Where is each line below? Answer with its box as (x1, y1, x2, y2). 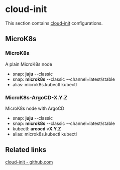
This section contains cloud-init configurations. (5, 20, 103, 26)
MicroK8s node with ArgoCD (5, 105, 64, 111)
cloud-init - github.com (5, 159, 53, 165)
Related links (5, 145, 47, 154)
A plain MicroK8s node (5, 61, 53, 67)
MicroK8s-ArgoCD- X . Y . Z (5, 94, 68, 101)
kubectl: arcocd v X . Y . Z (12, 125, 61, 131)
